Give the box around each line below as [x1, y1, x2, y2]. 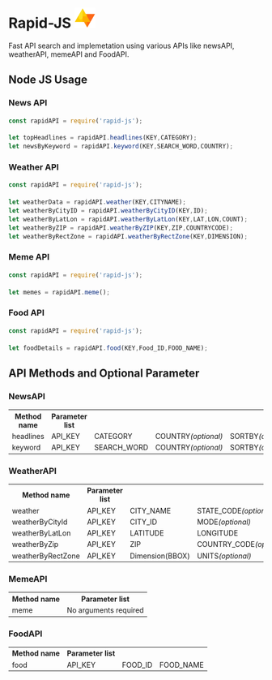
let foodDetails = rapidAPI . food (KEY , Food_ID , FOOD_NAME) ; [8, 344, 208, 352]
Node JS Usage [8, 73, 87, 87]
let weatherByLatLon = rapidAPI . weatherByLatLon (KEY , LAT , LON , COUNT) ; [8, 215, 249, 223]
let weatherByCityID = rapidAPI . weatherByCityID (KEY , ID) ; [8, 207, 208, 215]
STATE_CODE [197, 506, 242, 515]
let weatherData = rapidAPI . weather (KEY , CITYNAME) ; [8, 198, 186, 206]
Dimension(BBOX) [129, 551, 190, 561]
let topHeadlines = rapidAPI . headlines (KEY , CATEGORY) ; [8, 134, 198, 142]
